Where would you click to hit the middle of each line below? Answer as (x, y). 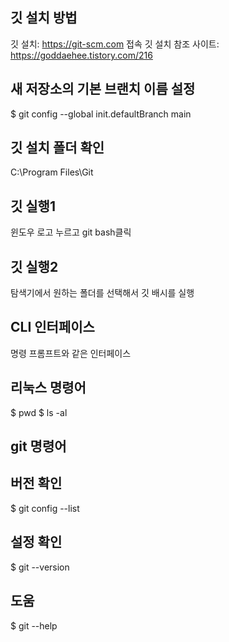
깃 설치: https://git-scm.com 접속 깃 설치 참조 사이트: (115, 44)
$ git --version (40, 567)
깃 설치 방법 (44, 18)
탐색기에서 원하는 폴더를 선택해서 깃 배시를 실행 (102, 293)
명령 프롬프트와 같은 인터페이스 (71, 353)
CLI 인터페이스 (52, 327)
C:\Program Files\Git (52, 172)
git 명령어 (38, 446)
